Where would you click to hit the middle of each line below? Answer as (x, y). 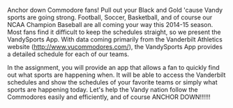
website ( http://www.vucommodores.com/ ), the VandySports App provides (115, 47)
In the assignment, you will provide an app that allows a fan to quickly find (113, 67)
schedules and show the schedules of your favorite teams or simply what (112, 82)
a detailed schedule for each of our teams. (68, 54)
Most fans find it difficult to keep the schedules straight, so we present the (114, 32)
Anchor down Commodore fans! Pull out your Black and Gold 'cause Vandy (115, 10)
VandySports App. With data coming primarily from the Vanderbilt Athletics (115, 39)
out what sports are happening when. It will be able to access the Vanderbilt (116, 75)
